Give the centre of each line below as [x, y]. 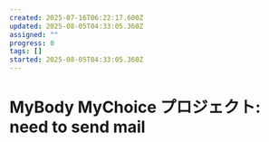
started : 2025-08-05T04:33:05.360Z [77, 60]
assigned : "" [34, 34]
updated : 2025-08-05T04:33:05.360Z [77, 26]
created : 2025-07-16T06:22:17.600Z [77, 18]
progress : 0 [32, 43]
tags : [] [26, 52]
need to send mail [77, 127]
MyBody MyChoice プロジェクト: [135, 107]
